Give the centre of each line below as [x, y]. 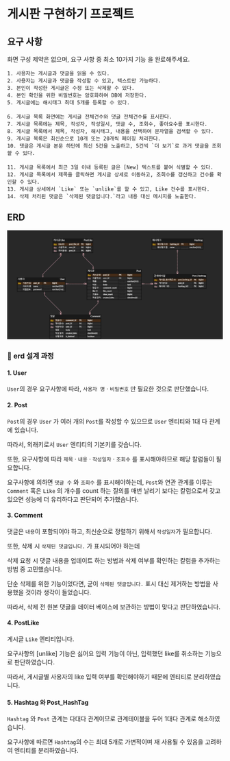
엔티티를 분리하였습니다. [46, 751]
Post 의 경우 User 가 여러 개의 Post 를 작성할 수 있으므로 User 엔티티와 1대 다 [107, 421]
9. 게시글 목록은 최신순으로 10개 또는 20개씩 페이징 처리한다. [84, 138]
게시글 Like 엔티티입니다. [41, 639]
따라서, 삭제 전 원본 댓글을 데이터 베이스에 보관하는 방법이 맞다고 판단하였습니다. [114, 607]
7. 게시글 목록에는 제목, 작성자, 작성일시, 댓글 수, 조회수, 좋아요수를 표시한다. [107, 124]
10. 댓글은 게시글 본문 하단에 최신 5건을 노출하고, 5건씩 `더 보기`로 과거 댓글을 [108, 146]
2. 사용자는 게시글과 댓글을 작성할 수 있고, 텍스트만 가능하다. [84, 81]
